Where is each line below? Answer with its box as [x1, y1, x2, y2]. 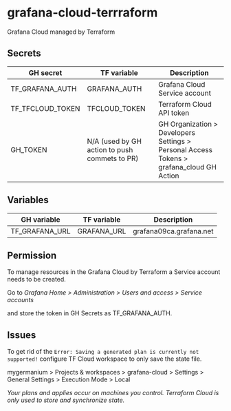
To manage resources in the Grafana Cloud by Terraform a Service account [7, 268, 221, 276]
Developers [157, 127, 196, 137]
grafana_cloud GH [157, 162, 217, 171]
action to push [87, 145, 133, 154]
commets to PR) [87, 154, 139, 163]
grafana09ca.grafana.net [133, 226, 214, 235]
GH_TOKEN [10, 145, 47, 154]
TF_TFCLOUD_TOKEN [10, 103, 80, 113]
